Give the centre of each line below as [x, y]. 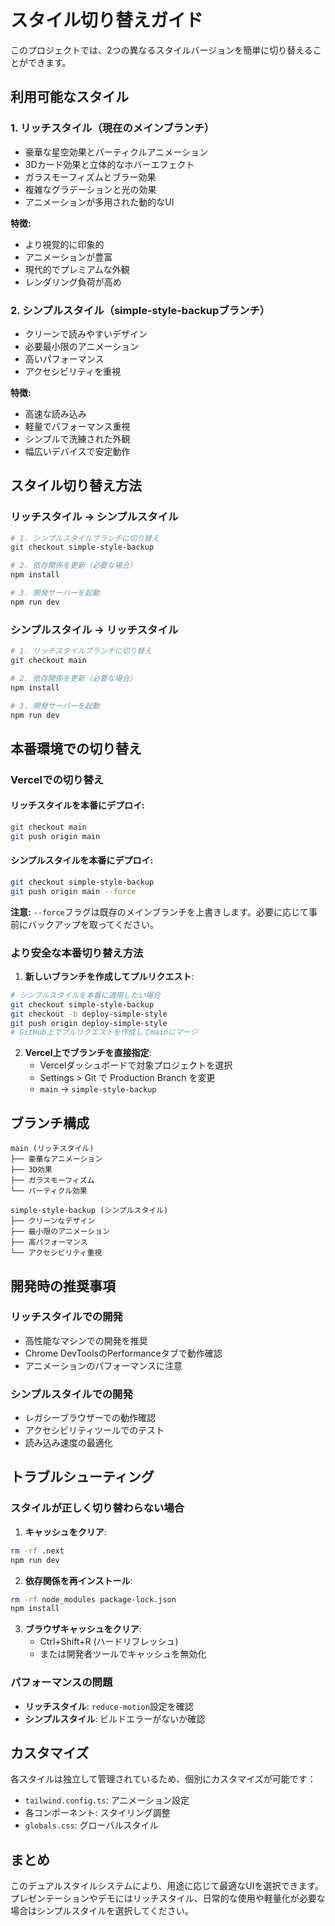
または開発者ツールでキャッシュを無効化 [123, 1654]
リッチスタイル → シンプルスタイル [94, 517]
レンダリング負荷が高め [73, 282]
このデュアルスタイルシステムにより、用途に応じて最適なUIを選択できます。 [167, 1886]
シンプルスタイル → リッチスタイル [94, 629]
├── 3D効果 [31, 1170]
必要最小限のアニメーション [82, 346]
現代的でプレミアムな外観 [77, 269]
